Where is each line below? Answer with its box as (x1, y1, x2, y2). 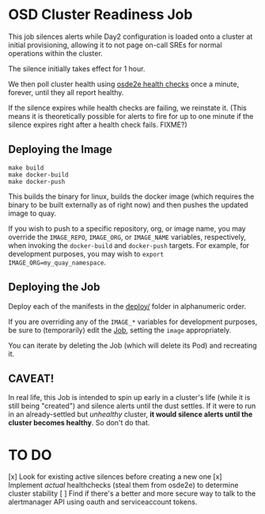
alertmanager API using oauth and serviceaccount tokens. (8, 497, 198, 507)
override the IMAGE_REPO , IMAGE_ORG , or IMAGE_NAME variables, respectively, (8, 232, 247, 242)
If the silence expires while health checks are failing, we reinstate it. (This (8, 103, 247, 112)
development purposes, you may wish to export (8, 249, 165, 258)
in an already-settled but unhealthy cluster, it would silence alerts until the (8, 409, 253, 419)
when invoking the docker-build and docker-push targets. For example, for (8, 240, 250, 250)
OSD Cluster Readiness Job (8, 6, 193, 24)
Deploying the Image (8, 143, 113, 156)
